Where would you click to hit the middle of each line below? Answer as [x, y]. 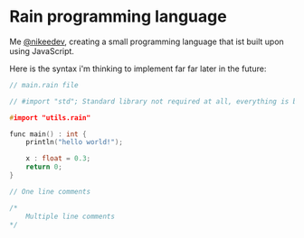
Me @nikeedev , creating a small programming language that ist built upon [147, 41]
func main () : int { [48, 134]
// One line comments [50, 191]
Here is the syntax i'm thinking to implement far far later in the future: [138, 69]
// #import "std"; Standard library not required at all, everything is [149, 101]
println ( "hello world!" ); [75, 142]
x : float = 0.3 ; [58, 159]
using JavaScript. [42, 50]
